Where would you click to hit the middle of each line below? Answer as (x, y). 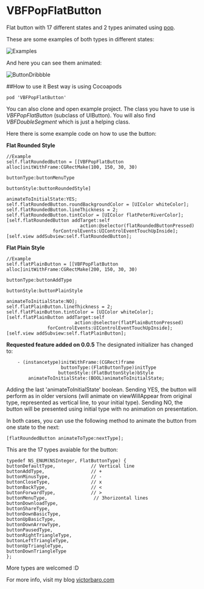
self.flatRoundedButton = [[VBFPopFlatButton (65, 162)
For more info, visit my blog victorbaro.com (60, 579)
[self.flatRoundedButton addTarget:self (58, 220)
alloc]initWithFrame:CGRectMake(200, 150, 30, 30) (72, 269)
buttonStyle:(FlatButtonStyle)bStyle (106, 373)
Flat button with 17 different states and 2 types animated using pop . (91, 27)
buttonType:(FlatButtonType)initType (108, 368)
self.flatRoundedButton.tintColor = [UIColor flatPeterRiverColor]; (95, 215)
